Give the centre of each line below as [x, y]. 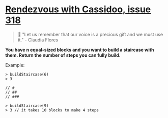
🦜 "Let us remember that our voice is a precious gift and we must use [90, 34]
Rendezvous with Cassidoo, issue [78, 9]
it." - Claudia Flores [38, 40]
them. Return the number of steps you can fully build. [63, 55]
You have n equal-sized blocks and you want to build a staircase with [80, 50]
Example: [15, 65]
